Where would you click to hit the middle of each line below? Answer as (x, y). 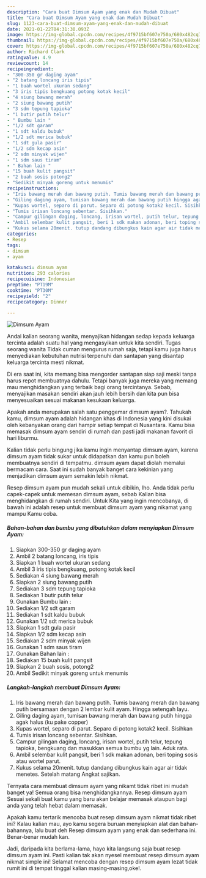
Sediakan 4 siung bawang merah (57, 576)
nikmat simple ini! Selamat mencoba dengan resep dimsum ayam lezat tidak (102, 862)
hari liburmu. (23, 438)
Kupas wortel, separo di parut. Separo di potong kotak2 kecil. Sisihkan (104, 729)
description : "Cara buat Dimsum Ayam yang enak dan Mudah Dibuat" (93, 12)
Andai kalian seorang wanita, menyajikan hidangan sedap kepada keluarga (101, 337)
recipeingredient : (30, 69)
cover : (15, 47)
